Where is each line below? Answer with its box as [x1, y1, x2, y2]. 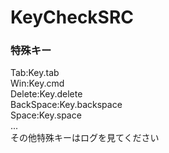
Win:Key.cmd [10, 77, 65, 90]
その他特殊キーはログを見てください [10, 132, 160, 144]
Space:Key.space [10, 109, 82, 121]
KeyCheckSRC [10, 6, 135, 29]
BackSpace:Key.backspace [10, 99, 123, 111]
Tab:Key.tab [10, 67, 60, 79]
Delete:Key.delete [10, 88, 83, 100]
